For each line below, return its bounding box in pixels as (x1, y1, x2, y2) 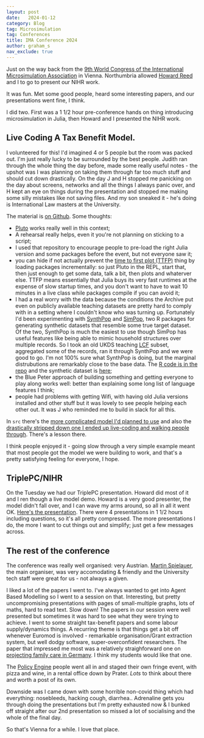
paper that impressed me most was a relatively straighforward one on (6, 645, 181, 653)
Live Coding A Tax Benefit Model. (6, 132, 136, 143)
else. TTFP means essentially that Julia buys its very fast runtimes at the (15, 276, 197, 284)
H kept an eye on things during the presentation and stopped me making (6, 187, 188, 195)
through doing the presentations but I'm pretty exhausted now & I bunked (6, 701, 191, 708)
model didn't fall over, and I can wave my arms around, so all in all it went (6, 502, 190, 509)
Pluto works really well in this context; (15, 224, 111, 232)
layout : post (6, 9, 40, 15)
